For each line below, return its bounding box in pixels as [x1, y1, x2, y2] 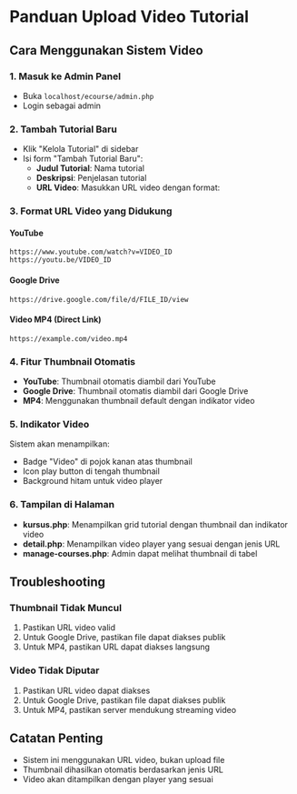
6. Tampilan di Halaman [9, 498, 115, 511]
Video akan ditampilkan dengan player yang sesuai [22, 774, 213, 785]
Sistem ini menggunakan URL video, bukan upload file [22, 755, 225, 766]
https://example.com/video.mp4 [9, 334, 128, 343]
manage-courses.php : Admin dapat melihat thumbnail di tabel [22, 548, 258, 558]
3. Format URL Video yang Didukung [9, 205, 173, 217]
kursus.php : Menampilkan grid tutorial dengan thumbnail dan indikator [22, 518, 289, 529]
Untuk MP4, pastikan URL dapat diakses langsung [22, 641, 211, 652]
